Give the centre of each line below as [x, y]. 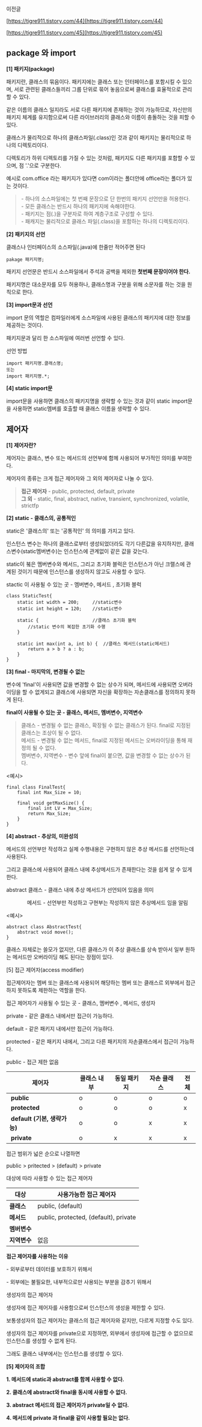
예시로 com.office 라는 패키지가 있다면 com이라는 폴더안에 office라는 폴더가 [96, 178]
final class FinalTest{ [36, 787]
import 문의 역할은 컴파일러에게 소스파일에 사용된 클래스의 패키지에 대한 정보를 [99, 317]
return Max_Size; [49, 813]
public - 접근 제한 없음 [32, 1062]
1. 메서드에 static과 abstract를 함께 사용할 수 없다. [65, 1379]
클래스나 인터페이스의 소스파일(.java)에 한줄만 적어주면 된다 [76, 247]
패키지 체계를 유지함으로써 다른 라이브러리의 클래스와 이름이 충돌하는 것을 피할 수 [101, 117]
